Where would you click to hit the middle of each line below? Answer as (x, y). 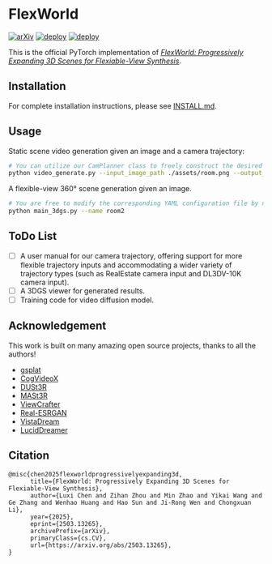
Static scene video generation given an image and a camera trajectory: (127, 151)
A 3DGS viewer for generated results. (83, 291)
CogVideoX (39, 378)
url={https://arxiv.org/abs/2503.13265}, (101, 545)
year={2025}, (52, 517)
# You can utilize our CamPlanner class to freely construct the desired (136, 166)
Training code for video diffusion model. (87, 300)
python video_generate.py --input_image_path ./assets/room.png (119, 173)
